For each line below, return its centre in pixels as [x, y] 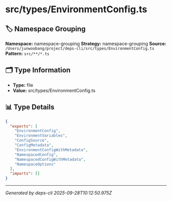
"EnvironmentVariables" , [41, 136]
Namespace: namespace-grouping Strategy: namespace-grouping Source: [86, 44]
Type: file [23, 85]
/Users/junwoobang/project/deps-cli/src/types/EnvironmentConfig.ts [80, 48]
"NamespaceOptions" [35, 164]
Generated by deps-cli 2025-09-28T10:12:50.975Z [59, 193]
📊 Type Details [30, 107]
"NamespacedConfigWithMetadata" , [50, 159]
